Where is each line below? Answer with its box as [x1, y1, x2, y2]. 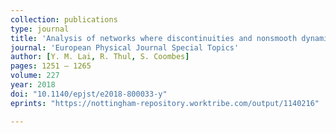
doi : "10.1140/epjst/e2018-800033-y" [10, 89, 168, 99]
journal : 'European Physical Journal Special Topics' [10, 42, 240, 53]
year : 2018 [10, 80, 56, 90]
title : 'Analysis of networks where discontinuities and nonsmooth [10, 33, 298, 43]
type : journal [10, 24, 70, 34]
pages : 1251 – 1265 [10, 61, 92, 71]
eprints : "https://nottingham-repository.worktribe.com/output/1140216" [10, 98, 320, 108]
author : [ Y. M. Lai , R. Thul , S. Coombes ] [10, 52, 190, 62]
